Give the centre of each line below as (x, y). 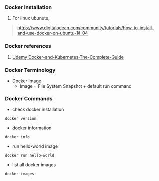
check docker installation (38, 110)
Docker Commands (29, 98)
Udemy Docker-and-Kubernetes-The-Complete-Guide (68, 57)
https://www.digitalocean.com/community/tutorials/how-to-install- (85, 28)
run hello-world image (35, 146)
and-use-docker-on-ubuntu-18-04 (53, 33)
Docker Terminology (30, 70)
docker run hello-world (30, 156)
